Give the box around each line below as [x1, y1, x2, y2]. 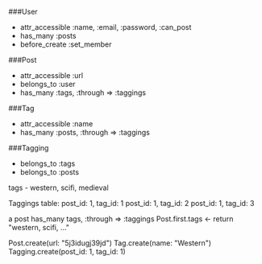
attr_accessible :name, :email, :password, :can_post [19, 23, 192, 31]
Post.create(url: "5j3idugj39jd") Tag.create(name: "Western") [8, 238, 212, 248]
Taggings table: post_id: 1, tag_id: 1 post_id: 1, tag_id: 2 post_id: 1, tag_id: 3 [8, 199, 255, 208]
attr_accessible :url [19, 71, 83, 80]
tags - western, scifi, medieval [8, 183, 109, 192]
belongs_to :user [19, 80, 76, 89]
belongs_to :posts [19, 167, 79, 176]
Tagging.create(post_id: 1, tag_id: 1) [8, 247, 127, 256]
